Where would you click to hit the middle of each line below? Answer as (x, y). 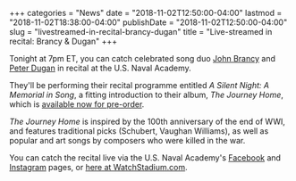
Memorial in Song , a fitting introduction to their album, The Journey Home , (147, 95)
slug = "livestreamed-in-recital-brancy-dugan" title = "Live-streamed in (141, 32)
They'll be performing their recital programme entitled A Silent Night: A (140, 85)
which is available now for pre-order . (77, 104)
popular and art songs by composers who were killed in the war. (127, 140)
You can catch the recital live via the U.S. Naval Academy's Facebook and (145, 158)
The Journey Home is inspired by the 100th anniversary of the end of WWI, (148, 121)
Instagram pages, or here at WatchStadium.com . (98, 167)
